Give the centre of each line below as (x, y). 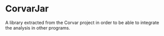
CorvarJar (27, 9)
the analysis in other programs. (38, 27)
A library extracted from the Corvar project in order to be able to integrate (82, 22)
